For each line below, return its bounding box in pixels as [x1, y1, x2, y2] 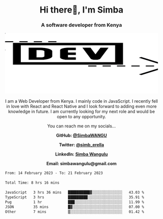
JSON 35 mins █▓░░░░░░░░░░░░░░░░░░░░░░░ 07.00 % [5, 204, 145, 210]
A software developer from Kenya [41, 22, 122, 29]
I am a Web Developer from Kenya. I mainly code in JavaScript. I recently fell [5, 98, 158, 104]
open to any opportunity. [57, 114, 106, 120]
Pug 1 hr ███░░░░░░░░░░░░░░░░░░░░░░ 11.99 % [5, 200, 145, 205]
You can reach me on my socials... [47, 123, 116, 129]
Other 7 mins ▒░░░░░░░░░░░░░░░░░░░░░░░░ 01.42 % [5, 209, 145, 215]
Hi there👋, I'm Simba [39, 4, 124, 16]
